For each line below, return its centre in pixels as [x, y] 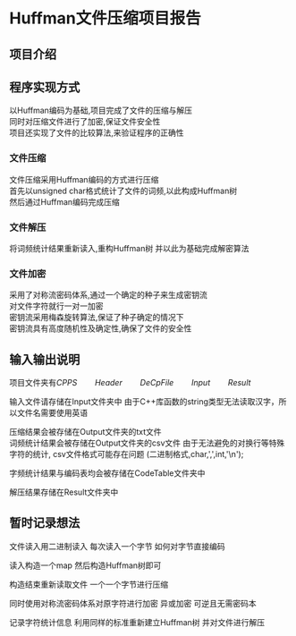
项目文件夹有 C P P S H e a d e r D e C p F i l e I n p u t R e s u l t [130, 383]
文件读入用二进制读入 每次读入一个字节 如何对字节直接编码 [117, 546]
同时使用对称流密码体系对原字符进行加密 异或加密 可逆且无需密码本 [133, 603]
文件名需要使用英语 [52, 413]
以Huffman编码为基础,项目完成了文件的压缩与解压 [101, 110]
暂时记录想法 [45, 523]
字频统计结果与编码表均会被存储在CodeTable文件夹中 [107, 473]
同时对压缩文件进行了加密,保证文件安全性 [85, 122]
